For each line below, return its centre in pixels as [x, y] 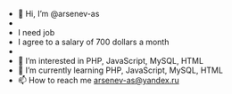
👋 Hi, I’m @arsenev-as [58, 14]
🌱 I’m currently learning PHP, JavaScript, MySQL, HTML [120, 70]
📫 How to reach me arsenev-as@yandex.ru [99, 80]
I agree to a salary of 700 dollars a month [93, 42]
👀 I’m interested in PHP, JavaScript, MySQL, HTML [110, 61]
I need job [36, 32]
